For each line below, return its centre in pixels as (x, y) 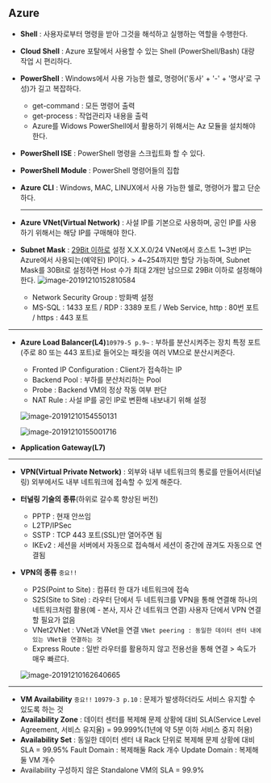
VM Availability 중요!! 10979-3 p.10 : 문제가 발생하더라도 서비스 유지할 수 (138, 699)
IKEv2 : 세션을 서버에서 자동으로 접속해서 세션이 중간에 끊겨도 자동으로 (143, 544)
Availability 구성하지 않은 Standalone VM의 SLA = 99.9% (112, 770)
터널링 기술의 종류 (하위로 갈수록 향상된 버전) (89, 499)
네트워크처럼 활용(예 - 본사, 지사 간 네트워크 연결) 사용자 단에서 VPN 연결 (147, 609)
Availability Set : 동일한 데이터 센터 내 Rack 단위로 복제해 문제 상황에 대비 (138, 739)
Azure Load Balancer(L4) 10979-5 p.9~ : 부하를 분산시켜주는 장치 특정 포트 (140, 342)
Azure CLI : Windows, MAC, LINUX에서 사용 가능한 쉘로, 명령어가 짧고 (133, 187)
